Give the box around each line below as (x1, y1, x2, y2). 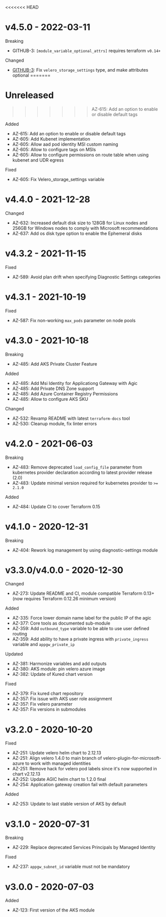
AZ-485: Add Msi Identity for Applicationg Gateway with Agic (12, 380, 138, 386)
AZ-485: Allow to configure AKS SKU (12, 396, 88, 402)
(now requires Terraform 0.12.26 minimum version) (12, 596, 116, 602)
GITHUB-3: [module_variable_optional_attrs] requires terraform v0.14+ (12, 47, 161, 54)
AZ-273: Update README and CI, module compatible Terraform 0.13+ (12, 590, 155, 596)
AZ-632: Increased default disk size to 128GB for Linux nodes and (12, 220, 148, 226)
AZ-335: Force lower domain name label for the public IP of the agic (12, 615, 152, 621)
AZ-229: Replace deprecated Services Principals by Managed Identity (12, 844, 156, 850)
